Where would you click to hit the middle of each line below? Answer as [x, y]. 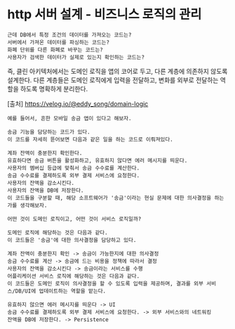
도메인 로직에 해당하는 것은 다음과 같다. [58, 233]
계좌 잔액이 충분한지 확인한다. [45, 153]
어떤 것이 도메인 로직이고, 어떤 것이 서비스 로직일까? [74, 219]
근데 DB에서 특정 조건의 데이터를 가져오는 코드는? [69, 35]
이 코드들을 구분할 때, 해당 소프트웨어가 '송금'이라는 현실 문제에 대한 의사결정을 [109, 198]
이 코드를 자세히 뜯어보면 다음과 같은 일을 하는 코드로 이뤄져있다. [90, 139]
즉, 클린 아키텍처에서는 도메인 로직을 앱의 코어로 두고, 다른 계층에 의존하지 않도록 [117, 71]
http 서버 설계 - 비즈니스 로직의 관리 [105, 14]
